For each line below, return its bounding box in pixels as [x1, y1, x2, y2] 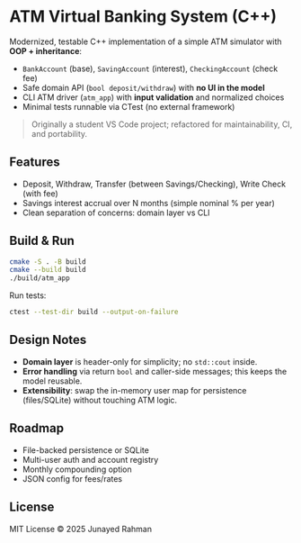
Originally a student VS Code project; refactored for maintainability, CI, [31, 119, 293, 130]
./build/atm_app [9, 274, 70, 283]
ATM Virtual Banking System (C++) [9, 6, 277, 27]
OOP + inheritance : [9, 45, 83, 56]
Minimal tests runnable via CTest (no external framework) [22, 101, 235, 112]
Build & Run [9, 233, 75, 249]
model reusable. [22, 376, 83, 386]
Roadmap [9, 421, 65, 436]
